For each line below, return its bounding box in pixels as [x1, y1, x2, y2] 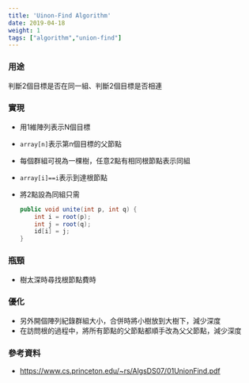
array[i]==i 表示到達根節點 [19, 172, 108, 182]
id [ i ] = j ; [34, 228, 70, 236]
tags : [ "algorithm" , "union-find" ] [8, 33, 123, 42]
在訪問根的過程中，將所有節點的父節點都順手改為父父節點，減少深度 [19, 326, 242, 335]
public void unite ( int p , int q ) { [19, 205, 138, 213]
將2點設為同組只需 [19, 190, 81, 199]
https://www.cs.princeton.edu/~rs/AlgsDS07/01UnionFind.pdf [19, 366, 221, 376]
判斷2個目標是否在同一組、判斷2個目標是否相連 [8, 81, 163, 90]
